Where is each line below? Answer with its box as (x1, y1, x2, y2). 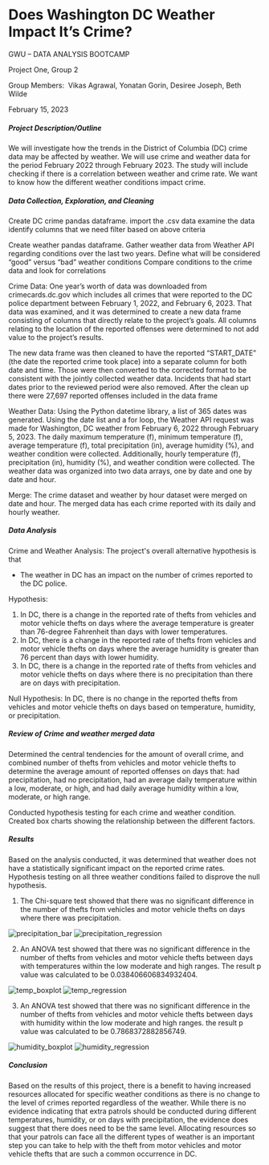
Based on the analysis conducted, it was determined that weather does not (8, 854, 257, 865)
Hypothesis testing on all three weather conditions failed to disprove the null (8, 872, 260, 881)
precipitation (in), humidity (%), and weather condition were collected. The (8, 457, 255, 467)
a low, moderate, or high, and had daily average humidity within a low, (8, 783, 239, 793)
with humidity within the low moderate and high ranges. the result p (19, 1018, 243, 1028)
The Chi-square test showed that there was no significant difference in (19, 896, 255, 905)
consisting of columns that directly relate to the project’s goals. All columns (8, 315, 257, 325)
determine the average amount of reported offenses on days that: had (8, 766, 240, 776)
